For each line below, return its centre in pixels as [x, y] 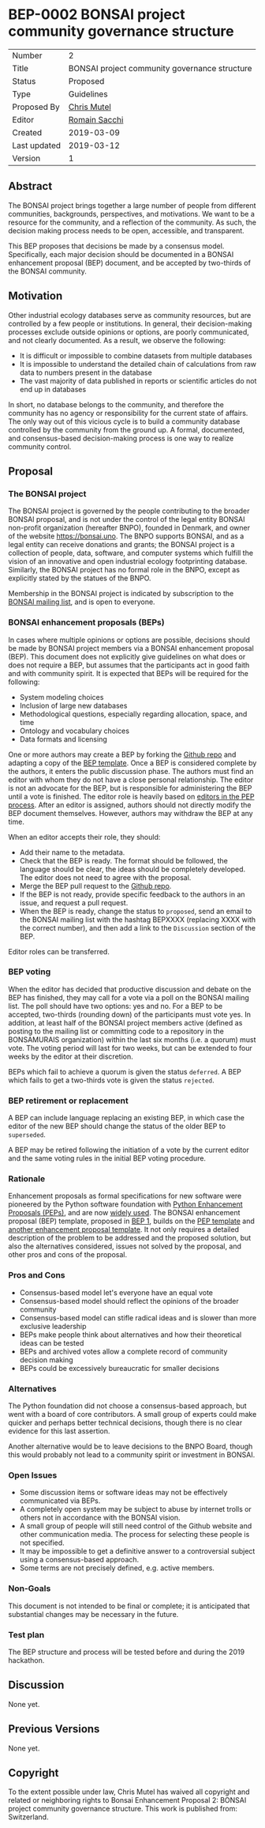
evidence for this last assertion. [59, 1431]
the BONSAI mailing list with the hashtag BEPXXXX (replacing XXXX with [138, 920]
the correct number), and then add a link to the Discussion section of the [138, 927]
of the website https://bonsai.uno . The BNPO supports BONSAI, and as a [126, 536]
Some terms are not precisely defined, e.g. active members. [117, 1568]
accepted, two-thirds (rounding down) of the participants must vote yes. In [129, 1014]
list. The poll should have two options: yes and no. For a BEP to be [116, 1006]
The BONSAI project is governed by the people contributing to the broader [129, 511]
